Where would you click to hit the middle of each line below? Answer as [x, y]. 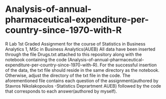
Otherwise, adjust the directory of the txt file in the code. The [68, 75]
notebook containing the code [36, 59]
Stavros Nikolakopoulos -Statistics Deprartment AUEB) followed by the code [83, 86]
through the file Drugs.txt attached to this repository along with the [74, 54]
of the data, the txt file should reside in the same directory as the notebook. [83, 70]
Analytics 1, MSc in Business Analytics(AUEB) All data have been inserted [80, 49]
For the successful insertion [128, 65]
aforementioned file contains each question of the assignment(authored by [82, 81]
